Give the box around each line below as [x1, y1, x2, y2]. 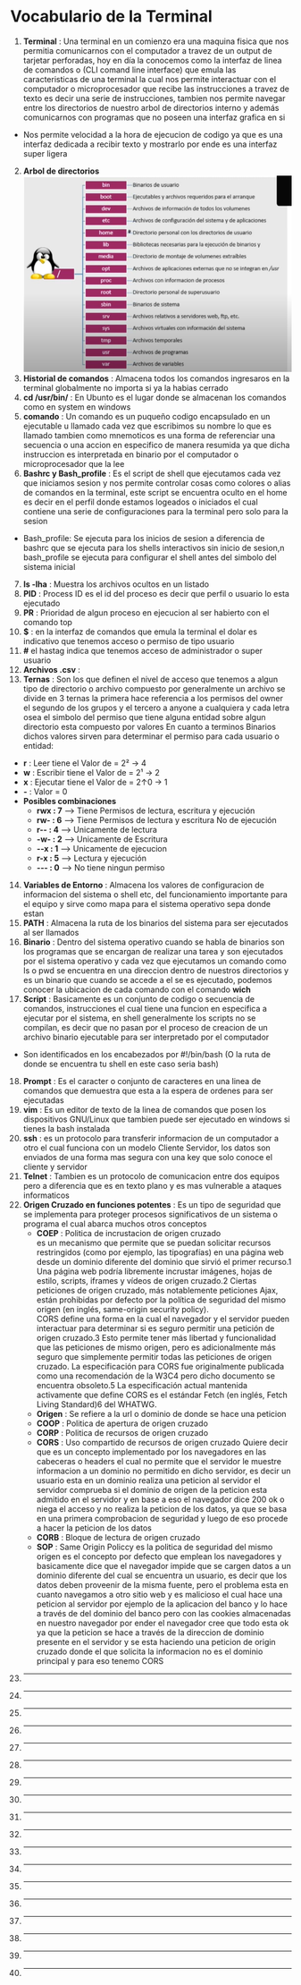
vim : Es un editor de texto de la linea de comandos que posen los [22, 1104, 267, 1115]
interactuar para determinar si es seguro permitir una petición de [36, 1322, 275, 1334]
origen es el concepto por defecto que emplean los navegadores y [36, 1550, 282, 1562]
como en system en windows [22, 401, 131, 412]
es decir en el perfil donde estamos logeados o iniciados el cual [22, 496, 258, 507]
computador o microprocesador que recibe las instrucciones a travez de [22, 83, 289, 94]
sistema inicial [22, 561, 76, 572]
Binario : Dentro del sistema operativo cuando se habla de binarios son [22, 937, 285, 947]
